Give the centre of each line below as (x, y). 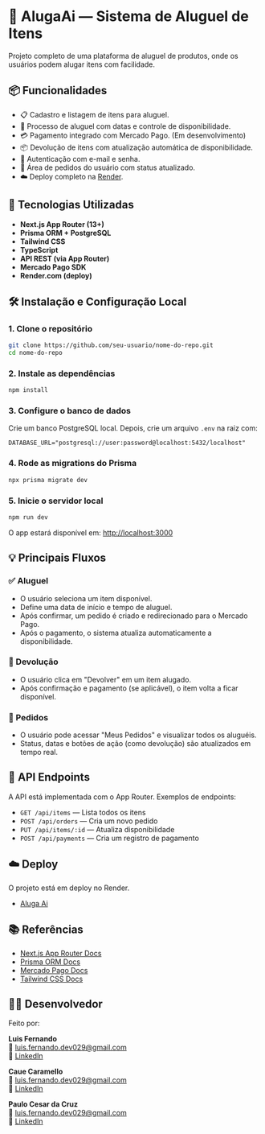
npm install (28, 390)
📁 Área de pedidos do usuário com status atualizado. (107, 167)
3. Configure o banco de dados (69, 411)
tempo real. (39, 753)
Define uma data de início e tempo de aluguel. (96, 607)
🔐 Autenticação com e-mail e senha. (80, 159)
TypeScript (39, 249)
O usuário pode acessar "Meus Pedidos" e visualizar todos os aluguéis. (138, 735)
